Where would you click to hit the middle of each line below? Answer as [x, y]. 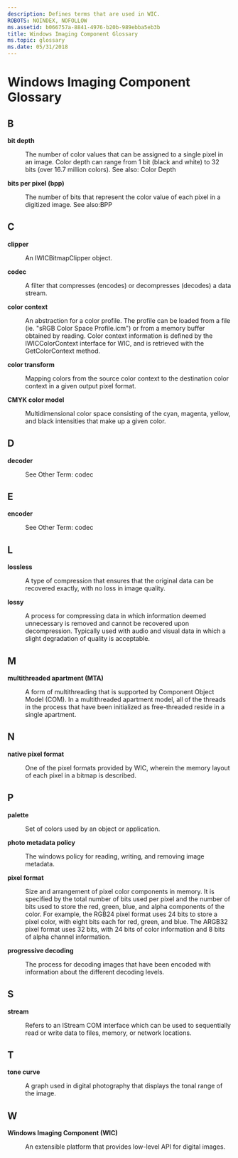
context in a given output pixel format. [81, 386]
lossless [20, 567]
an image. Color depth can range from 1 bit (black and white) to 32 [123, 162]
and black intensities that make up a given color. [96, 421]
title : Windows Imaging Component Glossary [73, 34]
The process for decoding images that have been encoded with [118, 964]
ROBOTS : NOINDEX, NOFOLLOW [47, 21]
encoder [20, 514]
